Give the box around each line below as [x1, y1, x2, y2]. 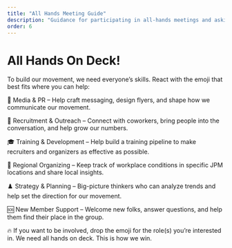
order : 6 [7, 23, 32, 30]
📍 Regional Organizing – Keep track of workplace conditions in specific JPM [7, 161, 223, 169]
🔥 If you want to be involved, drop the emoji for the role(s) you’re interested [7, 227, 222, 235]
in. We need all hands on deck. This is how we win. [7, 234, 152, 242]
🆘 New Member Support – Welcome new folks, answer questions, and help [7, 205, 223, 214]
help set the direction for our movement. [7, 192, 122, 200]
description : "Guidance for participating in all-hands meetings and [7, 17, 212, 23]
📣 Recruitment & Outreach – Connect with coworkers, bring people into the [7, 116, 220, 125]
